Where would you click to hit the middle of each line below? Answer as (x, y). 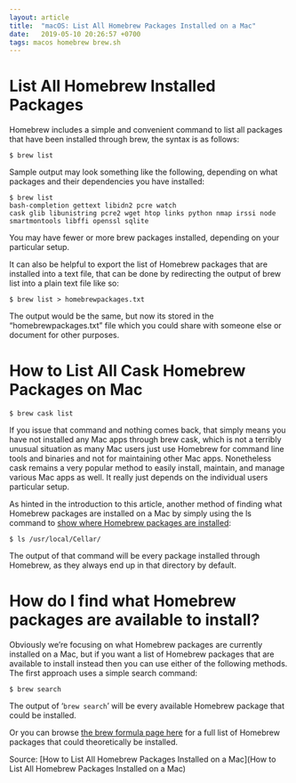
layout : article (39, 17)
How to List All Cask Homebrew (128, 371)
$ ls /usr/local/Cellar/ (55, 539)
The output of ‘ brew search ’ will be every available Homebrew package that (147, 706)
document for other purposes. (64, 335)
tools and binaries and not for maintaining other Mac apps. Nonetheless (140, 458)
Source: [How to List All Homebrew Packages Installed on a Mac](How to (143, 759)
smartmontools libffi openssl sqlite (79, 222)
